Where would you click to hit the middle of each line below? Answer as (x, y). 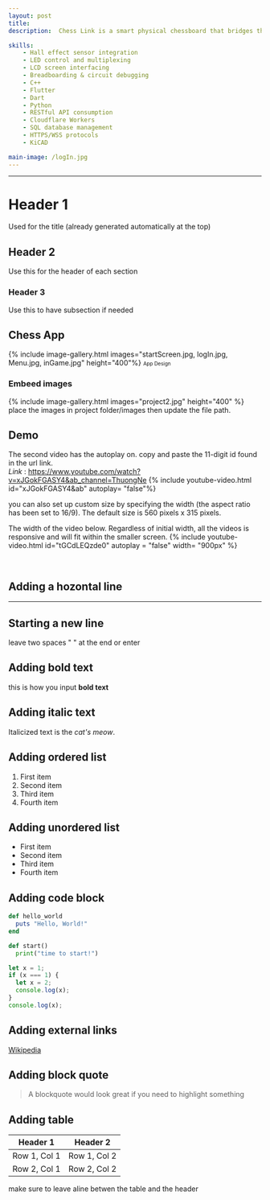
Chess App (37, 335)
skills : (21, 45)
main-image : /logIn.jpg (48, 157)
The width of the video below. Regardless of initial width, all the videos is (129, 529)
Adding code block (56, 898)
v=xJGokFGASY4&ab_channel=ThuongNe (78, 480)
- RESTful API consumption (68, 113)
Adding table (41, 1120)
